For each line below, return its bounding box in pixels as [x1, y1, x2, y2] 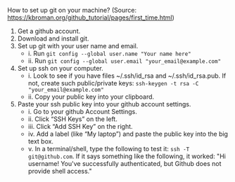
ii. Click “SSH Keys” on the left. [27, 115, 118, 123]
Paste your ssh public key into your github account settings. [17, 100, 191, 108]
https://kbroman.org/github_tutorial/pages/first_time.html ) [7, 13, 174, 22]
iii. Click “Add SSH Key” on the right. [27, 122, 133, 130]
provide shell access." [27, 167, 93, 175]
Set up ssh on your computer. [17, 64, 103, 72]
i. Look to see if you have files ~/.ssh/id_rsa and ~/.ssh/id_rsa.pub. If [27, 71, 227, 80]
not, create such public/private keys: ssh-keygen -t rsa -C [27, 79, 199, 87]
